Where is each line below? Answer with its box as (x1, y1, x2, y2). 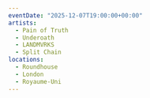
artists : (8, 19, 37, 27)
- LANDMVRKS (15, 41, 55, 49)
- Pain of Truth (15, 26, 69, 34)
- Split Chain (15, 48, 62, 56)
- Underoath (15, 33, 55, 42)
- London (15, 70, 44, 78)
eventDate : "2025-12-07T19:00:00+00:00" (8, 11, 144, 20)
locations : (8, 56, 44, 64)
